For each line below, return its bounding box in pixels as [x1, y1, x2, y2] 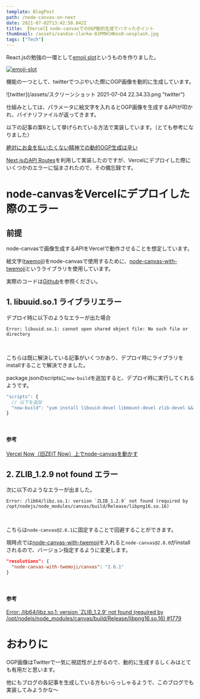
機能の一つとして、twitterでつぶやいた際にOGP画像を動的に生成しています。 [6, 78, 195, 85]
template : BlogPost [6, 8, 55, 15]
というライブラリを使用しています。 [25, 265, 114, 272]
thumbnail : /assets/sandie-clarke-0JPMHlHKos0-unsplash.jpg [6, 31, 159, 37]
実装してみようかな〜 [6, 686, 59, 694]
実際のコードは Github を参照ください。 [6, 278, 101, 285]
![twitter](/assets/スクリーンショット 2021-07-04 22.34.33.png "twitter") [6, 91, 185, 98]
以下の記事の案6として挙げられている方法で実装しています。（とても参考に [6, 124, 189, 130]
